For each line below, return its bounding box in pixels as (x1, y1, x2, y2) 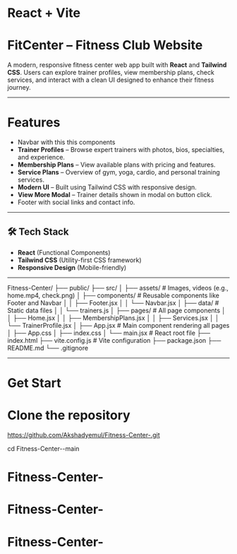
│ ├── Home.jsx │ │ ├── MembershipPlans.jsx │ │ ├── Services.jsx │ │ (7, 313, 220, 322)
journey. (7, 83, 31, 92)
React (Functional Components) (17, 248, 111, 257)
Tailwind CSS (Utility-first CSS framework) (17, 256, 142, 264)
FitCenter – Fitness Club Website (7, 37, 203, 54)
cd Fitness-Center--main (7, 444, 80, 453)
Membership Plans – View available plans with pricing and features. (17, 160, 216, 169)
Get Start (7, 375, 61, 391)
